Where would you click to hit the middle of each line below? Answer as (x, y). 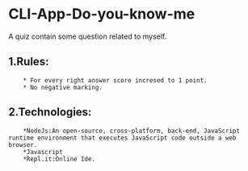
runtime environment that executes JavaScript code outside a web (122, 138)
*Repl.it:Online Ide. (59, 159)
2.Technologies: (50, 113)
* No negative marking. (63, 87)
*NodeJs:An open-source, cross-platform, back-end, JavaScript (132, 131)
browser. (23, 145)
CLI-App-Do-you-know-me (102, 14)
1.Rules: (29, 62)
